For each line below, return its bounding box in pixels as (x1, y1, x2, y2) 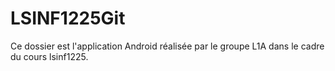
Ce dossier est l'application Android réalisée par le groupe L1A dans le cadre (10, 40, 325, 52)
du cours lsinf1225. (10, 50, 89, 62)
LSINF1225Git (10, 7, 126, 30)
